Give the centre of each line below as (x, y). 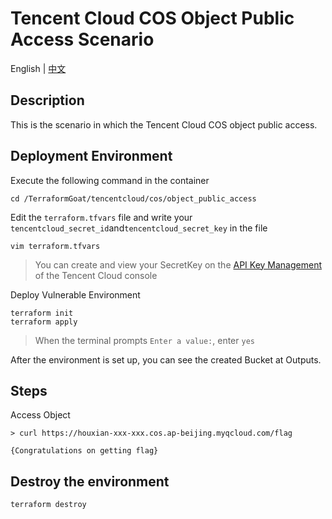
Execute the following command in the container (110, 180)
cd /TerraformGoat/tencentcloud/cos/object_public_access (133, 198)
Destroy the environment (90, 481)
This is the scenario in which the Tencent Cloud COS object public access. (164, 124)
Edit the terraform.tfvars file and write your (101, 217)
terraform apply (44, 322)
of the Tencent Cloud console (96, 275)
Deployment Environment (91, 156)
